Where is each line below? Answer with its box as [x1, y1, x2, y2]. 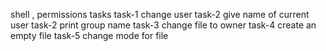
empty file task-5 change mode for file [10, 30, 169, 41]
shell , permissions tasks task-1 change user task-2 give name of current [10, 9, 310, 20]
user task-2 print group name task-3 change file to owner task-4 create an [10, 19, 317, 31]
